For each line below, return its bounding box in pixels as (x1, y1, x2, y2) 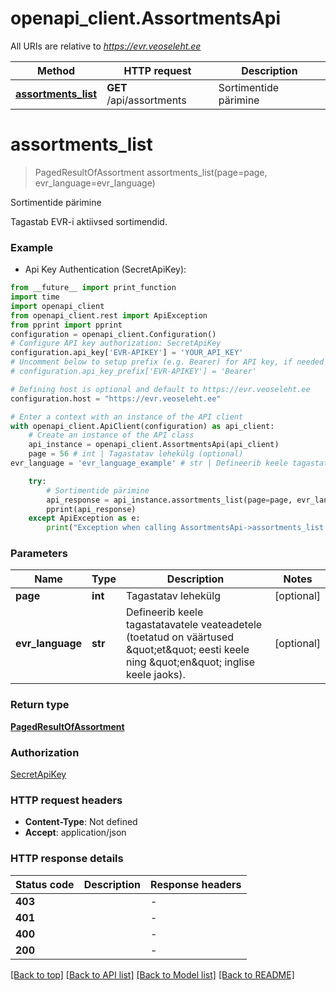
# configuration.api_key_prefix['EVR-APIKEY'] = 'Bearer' (10, 367, 257, 377)
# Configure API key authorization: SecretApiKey (10, 338, 222, 349)
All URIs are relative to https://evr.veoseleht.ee (10, 40, 202, 52)
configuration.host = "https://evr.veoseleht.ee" (10, 393, 222, 404)
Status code (15, 877, 75, 891)
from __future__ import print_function (10, 283, 177, 293)
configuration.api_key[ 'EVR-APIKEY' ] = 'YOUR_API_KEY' (10, 348, 244, 358)
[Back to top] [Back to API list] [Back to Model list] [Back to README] (10, 968, 295, 981)
